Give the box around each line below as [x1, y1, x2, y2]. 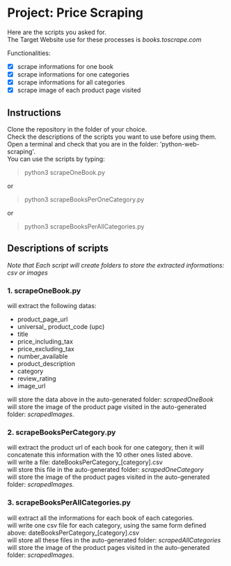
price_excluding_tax [17, 345, 74, 353]
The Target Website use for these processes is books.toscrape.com [7, 35, 202, 43]
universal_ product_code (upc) [17, 323, 105, 331]
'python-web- [159, 140, 200, 148]
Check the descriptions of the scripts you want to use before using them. [7, 132, 217, 141]
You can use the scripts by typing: [7, 155, 106, 163]
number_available [17, 352, 68, 360]
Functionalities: [7, 49, 51, 57]
